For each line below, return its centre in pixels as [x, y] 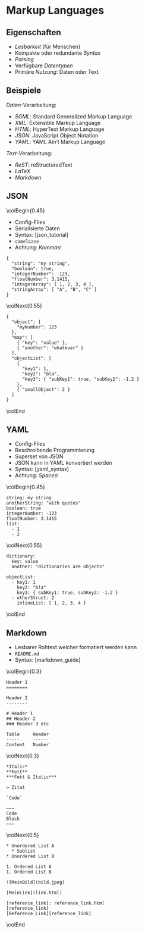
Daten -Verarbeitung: [31, 105]
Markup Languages [55, 10]
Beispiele [24, 91]
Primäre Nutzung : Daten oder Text [57, 72]
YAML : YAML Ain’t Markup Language [60, 142]
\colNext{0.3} [23, 756]
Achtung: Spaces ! [37, 475]
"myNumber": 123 [37, 327]
